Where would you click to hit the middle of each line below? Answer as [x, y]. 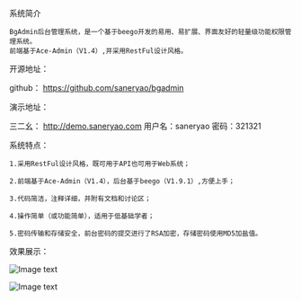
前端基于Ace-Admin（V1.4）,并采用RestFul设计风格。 [98, 51]
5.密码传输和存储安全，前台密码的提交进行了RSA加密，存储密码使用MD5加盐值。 [136, 234]
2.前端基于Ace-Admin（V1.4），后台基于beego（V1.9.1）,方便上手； [122, 181]
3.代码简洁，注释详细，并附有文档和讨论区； [80, 199]
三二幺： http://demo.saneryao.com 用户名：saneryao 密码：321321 [136, 126]
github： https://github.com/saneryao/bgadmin [97, 88]
